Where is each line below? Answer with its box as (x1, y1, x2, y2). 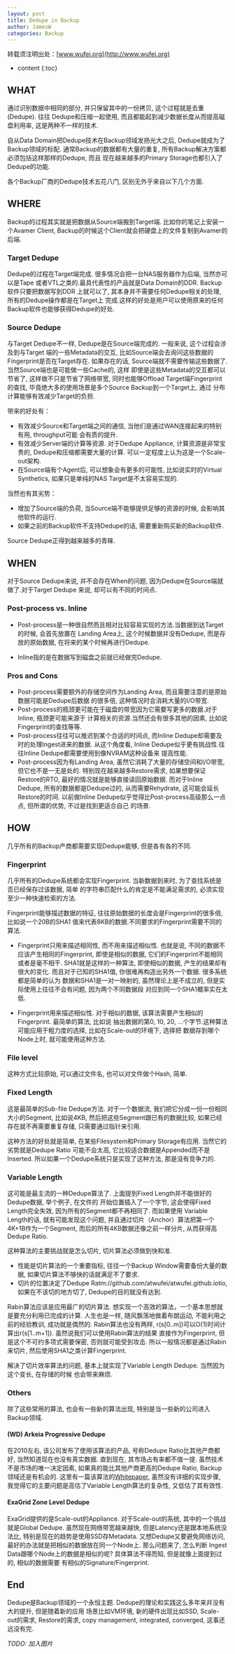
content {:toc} (17, 64, 58, 72)
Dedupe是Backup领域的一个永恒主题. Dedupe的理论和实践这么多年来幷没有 (7, 1599, 225, 1607)
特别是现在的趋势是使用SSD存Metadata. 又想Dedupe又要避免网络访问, (22, 1532, 226, 1540)
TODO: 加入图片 (7, 1639, 54, 1648)
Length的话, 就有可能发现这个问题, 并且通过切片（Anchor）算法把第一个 (7, 1215, 215, 1224)
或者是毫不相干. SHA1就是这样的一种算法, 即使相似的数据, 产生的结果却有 (17, 958, 227, 967)
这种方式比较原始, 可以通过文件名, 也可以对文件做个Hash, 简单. (7, 1069, 187, 1078)
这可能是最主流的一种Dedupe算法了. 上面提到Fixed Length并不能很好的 (7, 1189, 212, 1197)
